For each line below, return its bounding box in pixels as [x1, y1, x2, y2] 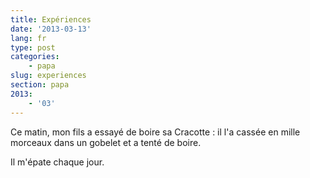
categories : [10, 52, 60, 62]
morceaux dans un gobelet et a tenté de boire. [10, 136, 202, 148]
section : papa [10, 80, 70, 90]
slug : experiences [10, 71, 87, 81]
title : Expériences [10, 14, 92, 25]
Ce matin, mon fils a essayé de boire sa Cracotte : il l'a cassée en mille [10, 126, 301, 138]
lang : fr [10, 33, 47, 43]
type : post [10, 42, 56, 53]
